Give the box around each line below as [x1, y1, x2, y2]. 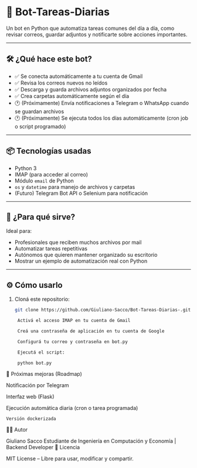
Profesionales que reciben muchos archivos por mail [14, 239, 142, 246]
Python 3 [14, 164, 37, 172]
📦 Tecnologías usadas [6, 146, 91, 156]
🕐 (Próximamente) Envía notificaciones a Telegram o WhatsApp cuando [14, 99, 189, 106]
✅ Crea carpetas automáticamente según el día [14, 92, 130, 99]
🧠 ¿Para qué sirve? [6, 212, 76, 222]
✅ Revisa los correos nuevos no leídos [14, 79, 108, 86]
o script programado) [14, 123, 66, 130]
